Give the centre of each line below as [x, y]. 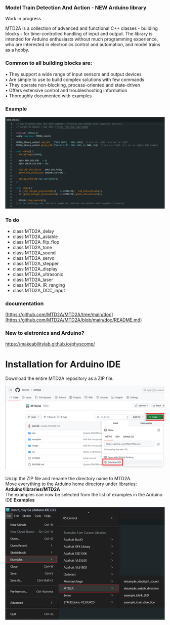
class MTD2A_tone [32, 247]
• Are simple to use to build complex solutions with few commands [75, 80]
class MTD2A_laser [33, 280]
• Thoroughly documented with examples [49, 96]
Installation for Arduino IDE [63, 364]
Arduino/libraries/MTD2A [33, 489]
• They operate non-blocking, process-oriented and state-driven [73, 85]
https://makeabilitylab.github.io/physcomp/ [50, 344]
